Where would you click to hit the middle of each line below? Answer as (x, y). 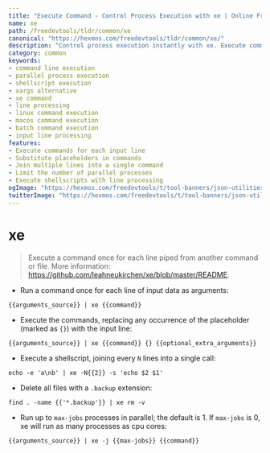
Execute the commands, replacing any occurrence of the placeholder (135, 319)
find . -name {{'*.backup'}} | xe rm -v (77, 402)
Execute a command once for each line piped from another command (143, 257)
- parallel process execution (59, 76)
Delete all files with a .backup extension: (86, 388)
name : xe (23, 23)
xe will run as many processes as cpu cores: (93, 426)
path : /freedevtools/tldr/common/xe (70, 31)
